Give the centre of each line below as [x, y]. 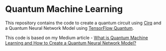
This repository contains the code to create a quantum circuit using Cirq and [83, 23]
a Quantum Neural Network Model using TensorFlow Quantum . [70, 28]
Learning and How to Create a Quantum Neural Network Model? [71, 43]
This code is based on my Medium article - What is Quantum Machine [77, 38]
